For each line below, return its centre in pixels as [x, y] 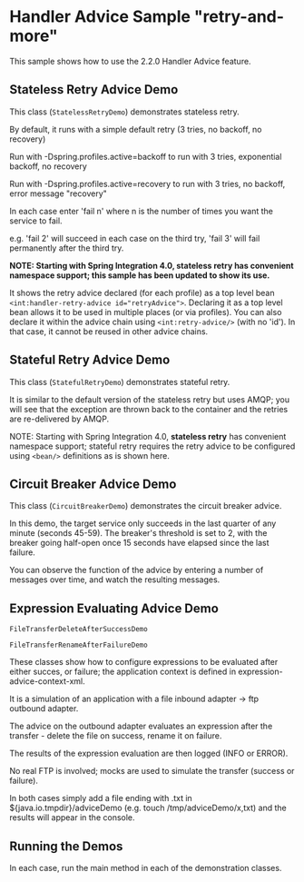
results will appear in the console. [72, 818]
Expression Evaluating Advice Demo [114, 608]
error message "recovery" [58, 193]
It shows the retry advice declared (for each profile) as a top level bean [142, 292]
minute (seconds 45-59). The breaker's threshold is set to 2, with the [138, 533]
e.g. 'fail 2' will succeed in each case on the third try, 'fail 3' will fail [135, 238]
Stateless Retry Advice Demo [94, 89]
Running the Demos [66, 846]
